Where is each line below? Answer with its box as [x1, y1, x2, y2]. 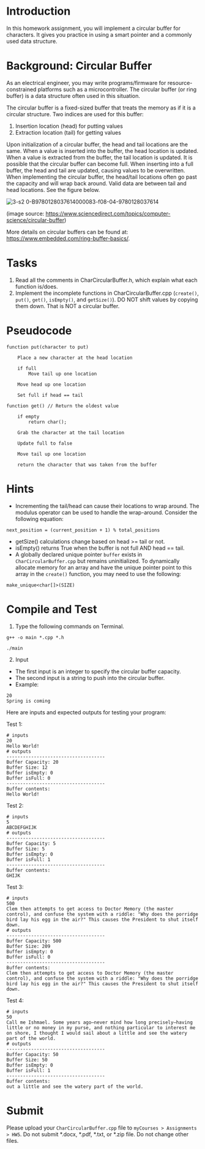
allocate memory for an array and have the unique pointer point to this [15, 564, 192, 571]
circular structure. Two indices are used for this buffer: [6, 110, 144, 117]
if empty [17, 413, 40, 419]
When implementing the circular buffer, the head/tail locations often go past [6, 173, 197, 180]
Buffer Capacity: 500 [6, 937, 62, 944]
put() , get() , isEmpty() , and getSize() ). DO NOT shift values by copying [15, 295, 198, 303]
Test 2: [6, 802, 24, 809]
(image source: [6, 210, 45, 217]
